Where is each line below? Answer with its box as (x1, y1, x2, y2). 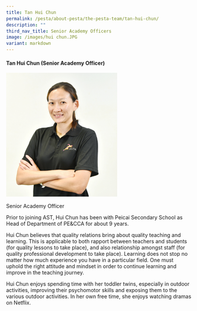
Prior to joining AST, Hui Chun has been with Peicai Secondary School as (6, 213, 183, 220)
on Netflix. (6, 299, 31, 306)
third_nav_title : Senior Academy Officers (6, 28, 112, 34)
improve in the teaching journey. (6, 269, 84, 276)
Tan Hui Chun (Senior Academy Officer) (6, 59, 105, 66)
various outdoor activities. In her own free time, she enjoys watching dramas (6, 293, 192, 300)
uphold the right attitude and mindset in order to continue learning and (6, 262, 176, 270)
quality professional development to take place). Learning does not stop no (6, 250, 188, 257)
